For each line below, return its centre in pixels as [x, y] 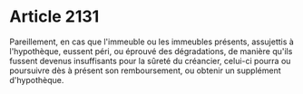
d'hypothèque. [37, 80]
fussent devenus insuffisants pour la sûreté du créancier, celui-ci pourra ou [150, 61]
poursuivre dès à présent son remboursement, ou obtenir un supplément [145, 70]
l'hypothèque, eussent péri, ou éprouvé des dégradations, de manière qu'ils [151, 51]
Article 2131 [54, 17]
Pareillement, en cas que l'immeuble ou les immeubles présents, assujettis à [152, 42]
